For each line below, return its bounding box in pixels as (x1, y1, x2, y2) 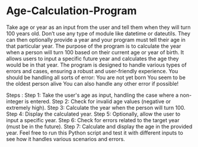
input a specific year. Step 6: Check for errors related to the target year (6, 116, 180, 123)
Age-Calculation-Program (6, 4, 138, 18)
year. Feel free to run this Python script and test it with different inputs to (6, 129, 184, 136)
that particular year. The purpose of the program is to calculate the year (6, 43, 181, 50)
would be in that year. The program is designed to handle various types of (6, 61, 187, 68)
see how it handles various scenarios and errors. (6, 135, 126, 142)
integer (6, 97, 24, 104)
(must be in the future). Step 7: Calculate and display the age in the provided (6, 123, 193, 130)
